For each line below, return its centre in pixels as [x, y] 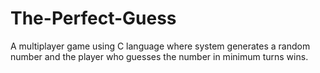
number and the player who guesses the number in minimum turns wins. [159, 56]
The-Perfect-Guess [93, 18]
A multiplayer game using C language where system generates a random [160, 46]
